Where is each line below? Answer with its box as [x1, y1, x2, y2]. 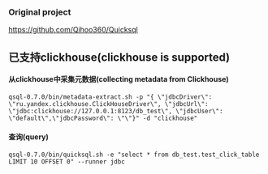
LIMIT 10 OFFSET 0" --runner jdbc [8, 158, 126, 166]
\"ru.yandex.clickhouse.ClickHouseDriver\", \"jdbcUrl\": [8, 100, 209, 108]
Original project [8, 6, 71, 18]
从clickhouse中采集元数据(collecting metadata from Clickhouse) [8, 74, 229, 84]
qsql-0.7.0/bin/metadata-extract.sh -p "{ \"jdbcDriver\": [8, 92, 213, 101]
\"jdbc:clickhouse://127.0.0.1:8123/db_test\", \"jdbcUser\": [8, 107, 223, 115]
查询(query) [8, 132, 49, 142]
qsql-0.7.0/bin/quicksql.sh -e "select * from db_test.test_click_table [8, 151, 260, 159]
